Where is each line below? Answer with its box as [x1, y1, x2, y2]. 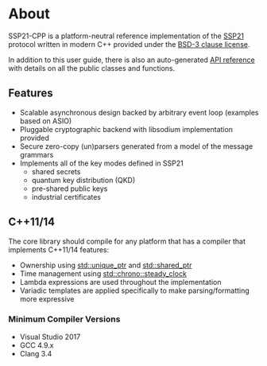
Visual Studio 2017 [19, 332, 81, 341]
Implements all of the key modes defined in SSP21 [19, 158, 184, 168]
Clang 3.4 [19, 348, 52, 358]
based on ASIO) [19, 116, 72, 126]
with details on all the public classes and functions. [8, 63, 176, 72]
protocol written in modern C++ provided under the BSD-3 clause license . [8, 39, 250, 49]
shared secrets [31, 166, 81, 176]
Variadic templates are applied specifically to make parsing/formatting [19, 286, 250, 295]
